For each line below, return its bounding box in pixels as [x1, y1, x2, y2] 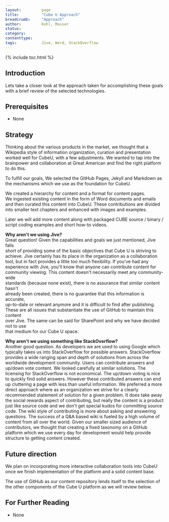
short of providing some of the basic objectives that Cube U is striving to [5, 248, 157, 254]
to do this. [5, 166, 26, 172]
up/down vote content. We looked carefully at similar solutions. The [5, 365, 146, 371]
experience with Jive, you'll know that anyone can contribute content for [5, 264, 156, 270]
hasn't [5, 286, 19, 292]
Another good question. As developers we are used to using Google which [5, 344, 160, 350]
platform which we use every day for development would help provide [5, 430, 151, 436]
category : [5, 31, 26, 36]
